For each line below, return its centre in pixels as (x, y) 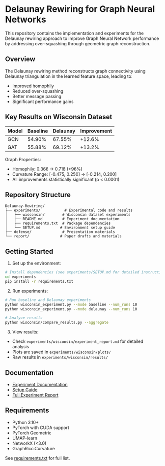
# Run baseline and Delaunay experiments (48, 300)
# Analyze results (24, 318)
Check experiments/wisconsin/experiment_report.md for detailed (78, 341)
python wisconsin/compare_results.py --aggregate (57, 323)
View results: (25, 332)
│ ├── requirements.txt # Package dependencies (58, 223)
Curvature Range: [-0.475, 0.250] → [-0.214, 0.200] (64, 174)
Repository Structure (38, 195)
